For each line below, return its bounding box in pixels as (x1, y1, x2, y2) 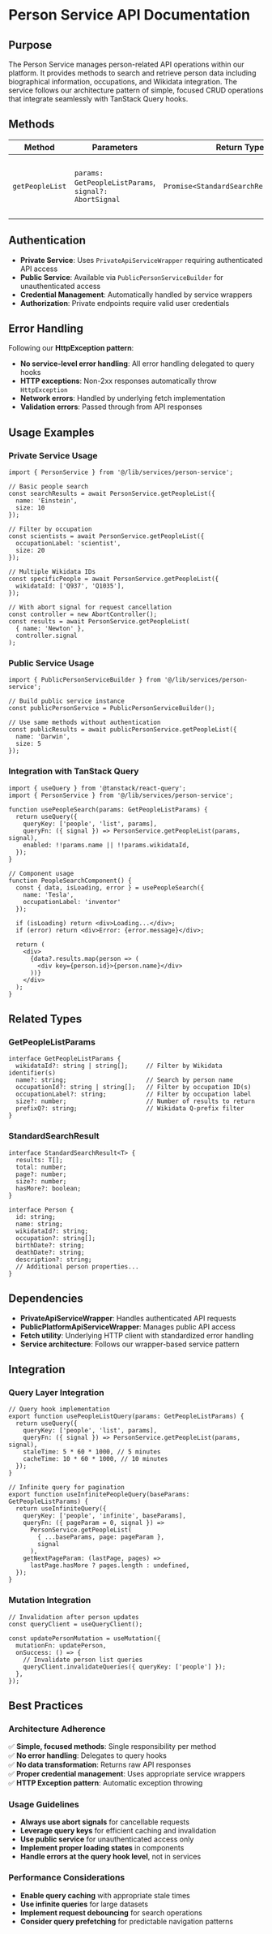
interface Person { (8, 1205, 74, 1214)
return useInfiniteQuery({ (15, 1505, 107, 1513)
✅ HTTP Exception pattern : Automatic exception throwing (8, 1778, 203, 1788)
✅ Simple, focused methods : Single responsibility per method (8, 1742, 217, 1751)
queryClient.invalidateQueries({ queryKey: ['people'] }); (23, 1662, 227, 1671)
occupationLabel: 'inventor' (23, 898, 121, 906)
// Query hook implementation (8, 1406, 111, 1414)
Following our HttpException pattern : (8, 343, 134, 353)
